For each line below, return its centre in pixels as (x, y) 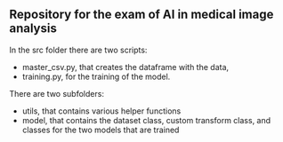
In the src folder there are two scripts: (78, 50)
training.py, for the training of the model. (96, 76)
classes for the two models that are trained (101, 130)
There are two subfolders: (57, 93)
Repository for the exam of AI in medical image (141, 15)
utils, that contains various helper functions (101, 111)
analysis (33, 29)
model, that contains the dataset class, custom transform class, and (146, 120)
